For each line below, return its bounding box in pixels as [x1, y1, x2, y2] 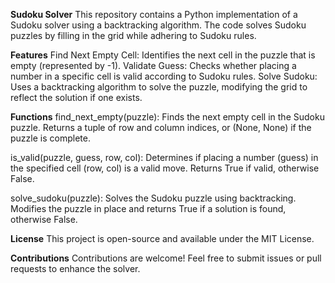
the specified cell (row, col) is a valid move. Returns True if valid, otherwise [10, 162, 320, 174]
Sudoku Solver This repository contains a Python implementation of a [10, 9, 298, 20]
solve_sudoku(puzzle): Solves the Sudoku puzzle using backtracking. [10, 192, 297, 204]
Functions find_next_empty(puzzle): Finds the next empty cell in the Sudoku [10, 111, 325, 123]
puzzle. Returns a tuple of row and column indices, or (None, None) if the [10, 122, 312, 133]
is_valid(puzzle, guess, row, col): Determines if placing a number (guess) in [10, 152, 319, 163]
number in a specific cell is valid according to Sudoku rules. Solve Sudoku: [10, 70, 318, 82]
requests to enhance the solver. [10, 263, 141, 274]
